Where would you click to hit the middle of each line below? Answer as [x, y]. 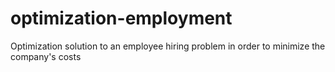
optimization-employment [121, 18]
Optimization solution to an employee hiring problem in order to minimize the [168, 46]
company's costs [46, 56]
